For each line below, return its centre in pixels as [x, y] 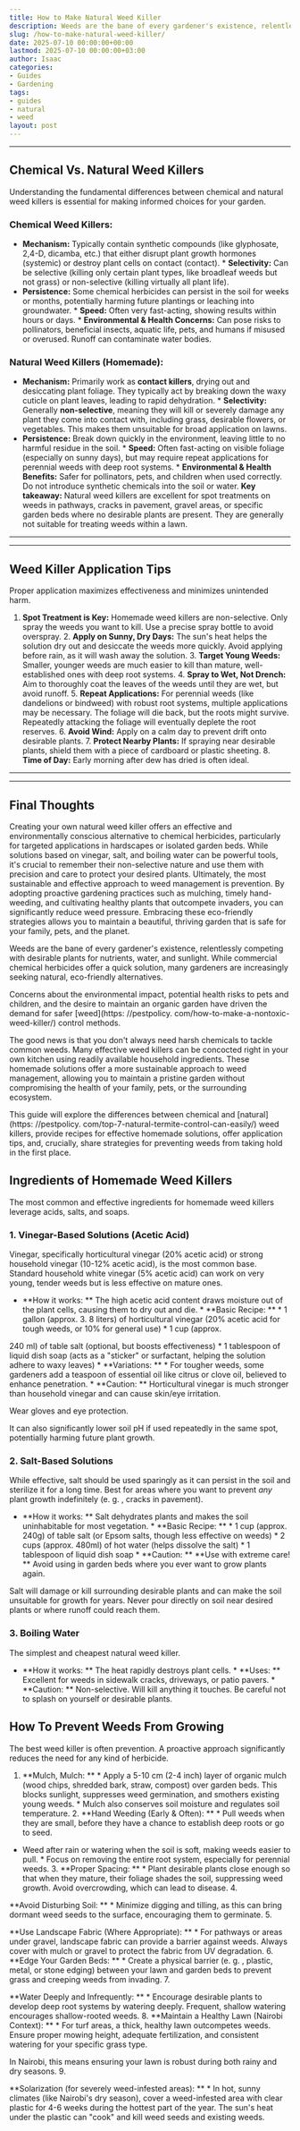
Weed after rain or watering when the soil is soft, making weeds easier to [156, 1849]
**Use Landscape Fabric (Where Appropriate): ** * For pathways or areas [146, 1931]
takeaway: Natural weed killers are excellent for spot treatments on [146, 496]
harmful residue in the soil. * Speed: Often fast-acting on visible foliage [153, 448]
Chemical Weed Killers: [61, 225]
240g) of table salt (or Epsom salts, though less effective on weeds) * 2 [154, 1536]
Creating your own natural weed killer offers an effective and [121, 827]
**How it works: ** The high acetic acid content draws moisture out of [153, 1300]
